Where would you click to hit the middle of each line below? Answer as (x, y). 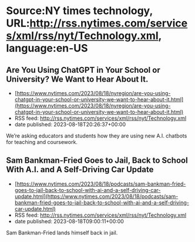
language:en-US (47, 48)
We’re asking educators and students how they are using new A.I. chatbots (97, 136)
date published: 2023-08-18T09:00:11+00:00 (69, 221)
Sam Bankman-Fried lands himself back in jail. (62, 233)
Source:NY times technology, (79, 11)
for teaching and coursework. (42, 142)
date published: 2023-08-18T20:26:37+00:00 (70, 124)
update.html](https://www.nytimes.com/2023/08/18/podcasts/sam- (96, 196)
